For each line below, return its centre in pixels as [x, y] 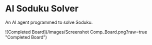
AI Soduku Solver [42, 9]
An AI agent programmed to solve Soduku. [49, 22]
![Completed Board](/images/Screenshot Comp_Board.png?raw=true [76, 32]
